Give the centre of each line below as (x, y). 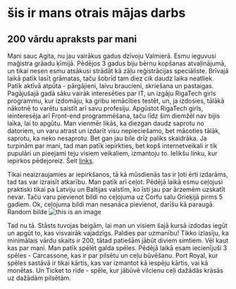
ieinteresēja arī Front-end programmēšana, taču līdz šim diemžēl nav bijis (114, 116)
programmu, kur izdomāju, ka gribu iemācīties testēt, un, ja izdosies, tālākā (116, 101)
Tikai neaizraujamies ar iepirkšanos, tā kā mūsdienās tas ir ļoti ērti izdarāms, (118, 174)
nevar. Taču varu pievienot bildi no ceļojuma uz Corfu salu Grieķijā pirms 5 (115, 197)
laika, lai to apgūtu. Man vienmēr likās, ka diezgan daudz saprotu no (106, 123)
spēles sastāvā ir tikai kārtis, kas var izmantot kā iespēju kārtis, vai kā (108, 263)
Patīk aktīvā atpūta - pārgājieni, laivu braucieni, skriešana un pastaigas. (111, 86)
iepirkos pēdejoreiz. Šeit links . (51, 161)
